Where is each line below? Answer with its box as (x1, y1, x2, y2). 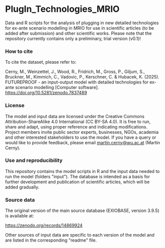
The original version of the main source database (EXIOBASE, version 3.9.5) (5, 207, 160, 213)
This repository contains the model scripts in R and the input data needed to (5, 168, 160, 174)
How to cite (5, 48, 33, 55)
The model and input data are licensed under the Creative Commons (5, 113, 145, 119)
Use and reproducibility (5, 157, 63, 164)
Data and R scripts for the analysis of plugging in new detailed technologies (5, 20, 159, 26)
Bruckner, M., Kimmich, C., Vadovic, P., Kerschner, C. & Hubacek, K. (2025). (5, 74, 160, 80)
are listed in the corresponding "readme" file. (5, 237, 97, 243)
